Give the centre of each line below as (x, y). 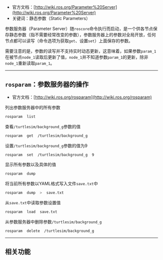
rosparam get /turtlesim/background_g (47, 136)
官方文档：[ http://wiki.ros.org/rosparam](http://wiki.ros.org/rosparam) (82, 97)
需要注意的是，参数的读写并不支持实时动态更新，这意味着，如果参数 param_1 (81, 51)
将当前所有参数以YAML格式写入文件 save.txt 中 (51, 184)
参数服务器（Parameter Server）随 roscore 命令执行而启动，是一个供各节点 (79, 29)
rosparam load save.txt (31, 212)
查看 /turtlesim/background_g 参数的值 (43, 126)
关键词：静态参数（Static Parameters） (51, 18)
